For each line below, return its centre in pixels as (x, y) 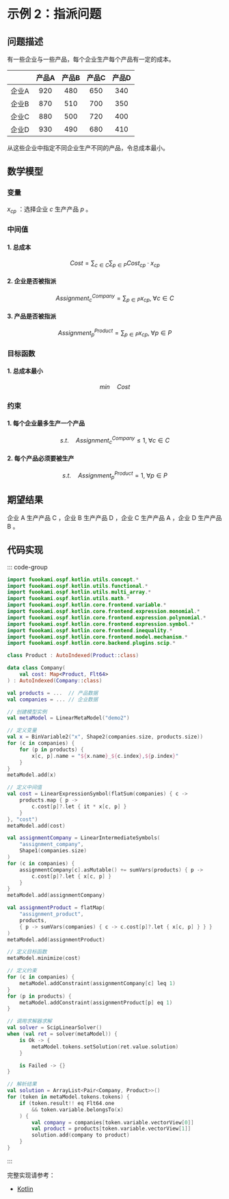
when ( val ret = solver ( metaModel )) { (62, 1034)
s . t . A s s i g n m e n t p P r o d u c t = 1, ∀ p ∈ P (115, 475)
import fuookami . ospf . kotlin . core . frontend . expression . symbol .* (100, 624)
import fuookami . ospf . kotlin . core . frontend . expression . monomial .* (104, 611)
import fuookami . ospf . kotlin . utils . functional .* (78, 586)
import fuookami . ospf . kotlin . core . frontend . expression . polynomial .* (107, 617)
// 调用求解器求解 (30, 1022)
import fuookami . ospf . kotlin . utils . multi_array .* (79, 592)
